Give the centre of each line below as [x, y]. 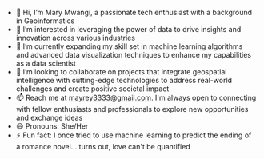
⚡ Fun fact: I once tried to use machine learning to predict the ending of [134, 135]
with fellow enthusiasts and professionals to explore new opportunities [132, 109]
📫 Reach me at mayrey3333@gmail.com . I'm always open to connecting [136, 97]
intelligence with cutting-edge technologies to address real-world [124, 80]
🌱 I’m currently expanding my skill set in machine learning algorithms [129, 46]
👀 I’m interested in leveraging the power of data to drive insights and [128, 29]
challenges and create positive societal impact [92, 89]
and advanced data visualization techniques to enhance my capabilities [134, 55]
